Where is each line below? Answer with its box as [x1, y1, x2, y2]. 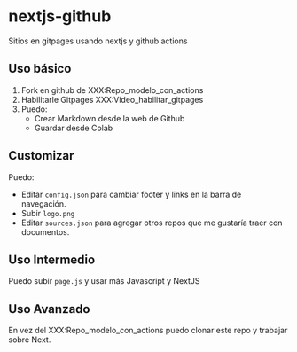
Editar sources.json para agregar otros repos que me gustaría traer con [20, 217, 283, 228]
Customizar [8, 148, 74, 163]
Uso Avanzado [8, 301, 90, 317]
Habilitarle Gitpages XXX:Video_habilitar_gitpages [20, 94, 204, 105]
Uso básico [8, 61, 72, 76]
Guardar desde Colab [34, 122, 113, 133]
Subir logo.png [20, 207, 75, 218]
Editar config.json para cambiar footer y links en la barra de [20, 189, 242, 199]
